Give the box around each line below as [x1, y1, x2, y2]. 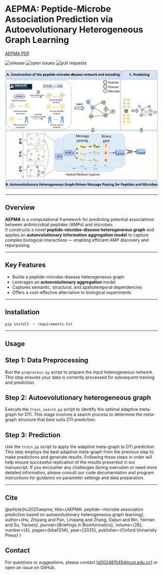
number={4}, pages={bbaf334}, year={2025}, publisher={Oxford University [5, 527, 157, 533]
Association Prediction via [5, 14, 113, 25]
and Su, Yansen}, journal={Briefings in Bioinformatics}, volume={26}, [5, 522, 143, 528]
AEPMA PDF [5, 50, 30, 56]
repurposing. [5, 242, 31, 248]
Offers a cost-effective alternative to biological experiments [12, 289, 131, 295]
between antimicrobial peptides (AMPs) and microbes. [5, 222, 114, 227]
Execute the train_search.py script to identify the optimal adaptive [5, 407, 138, 412]
